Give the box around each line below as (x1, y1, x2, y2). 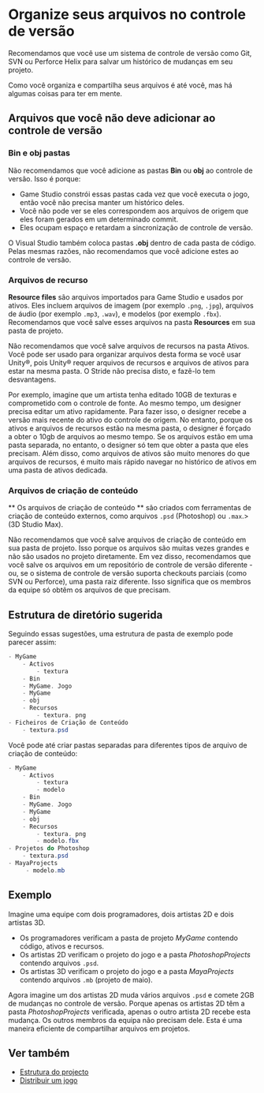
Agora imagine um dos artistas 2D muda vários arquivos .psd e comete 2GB (8, 990, 255, 999)
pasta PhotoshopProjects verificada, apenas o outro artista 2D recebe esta (8, 1007, 251, 1017)
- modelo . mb (25, 866, 65, 875)
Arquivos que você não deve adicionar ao (8, 112, 216, 125)
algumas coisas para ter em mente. (8, 88, 123, 98)
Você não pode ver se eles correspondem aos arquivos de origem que (19, 206, 249, 215)
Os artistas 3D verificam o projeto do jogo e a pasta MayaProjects (19, 966, 234, 975)
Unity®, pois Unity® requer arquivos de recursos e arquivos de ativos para (8, 357, 250, 367)
